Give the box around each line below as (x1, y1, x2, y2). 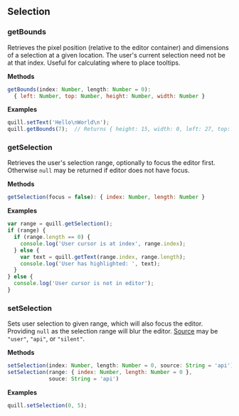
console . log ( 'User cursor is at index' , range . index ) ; (20, 240, 186, 247)
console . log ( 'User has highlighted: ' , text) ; (20, 260, 161, 267)
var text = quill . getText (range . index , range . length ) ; (20, 253, 186, 260)
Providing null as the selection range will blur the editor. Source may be (7, 327, 218, 336)
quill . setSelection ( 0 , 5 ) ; (7, 402, 87, 409)
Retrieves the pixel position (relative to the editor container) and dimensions (7, 43, 229, 52)
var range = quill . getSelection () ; (7, 220, 113, 228)
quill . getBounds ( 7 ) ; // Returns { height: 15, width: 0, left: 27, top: (7, 126, 231, 133)
